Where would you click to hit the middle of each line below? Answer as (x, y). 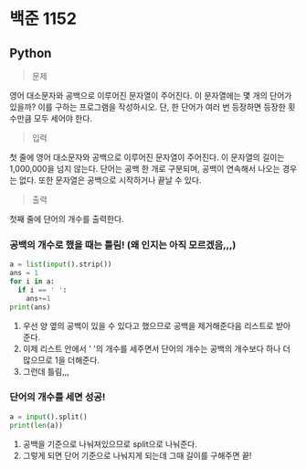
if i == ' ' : (42, 290)
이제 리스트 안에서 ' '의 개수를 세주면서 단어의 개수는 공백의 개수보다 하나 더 (156, 348)
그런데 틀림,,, (46, 371)
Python (31, 53)
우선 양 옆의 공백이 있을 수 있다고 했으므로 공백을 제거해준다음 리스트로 (148, 325)
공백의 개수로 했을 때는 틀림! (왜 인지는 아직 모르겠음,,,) (123, 245)
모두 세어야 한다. (63, 118)
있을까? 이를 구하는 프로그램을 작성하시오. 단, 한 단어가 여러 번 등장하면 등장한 (148, 107)
